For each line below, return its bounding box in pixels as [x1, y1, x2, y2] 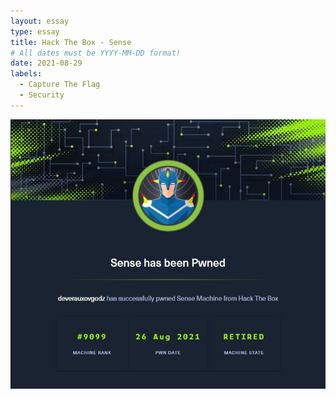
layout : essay [10, 16, 70, 26]
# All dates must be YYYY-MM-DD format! [10, 48, 182, 58]
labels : [10, 69, 43, 79]
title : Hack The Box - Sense [10, 37, 132, 47]
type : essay [10, 26, 60, 37]
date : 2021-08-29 [10, 58, 83, 69]
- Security [19, 90, 65, 100]
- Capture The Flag [19, 80, 101, 90]
